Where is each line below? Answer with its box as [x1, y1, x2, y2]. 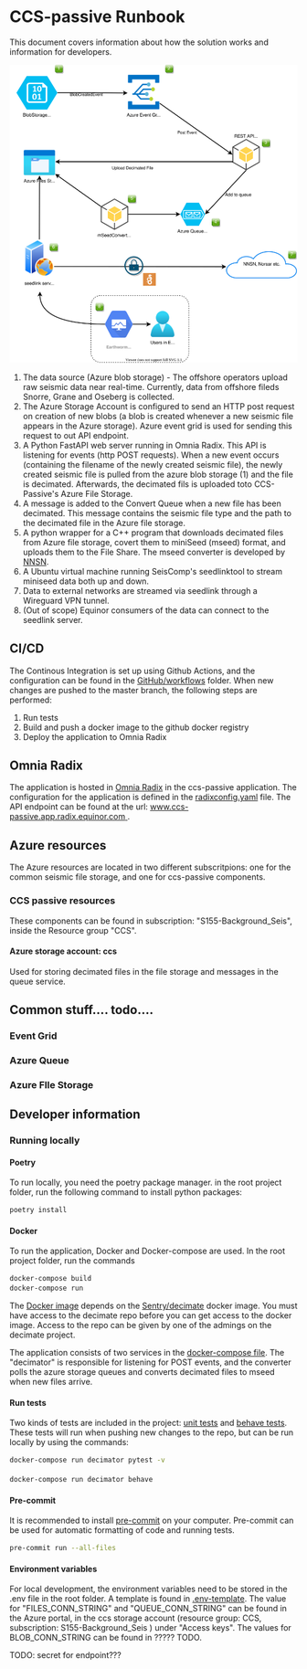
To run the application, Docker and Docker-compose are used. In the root [9, 1245, 286, 1257]
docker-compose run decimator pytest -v [9, 1455, 166, 1465]
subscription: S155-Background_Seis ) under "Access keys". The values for [9, 1622, 292, 1633]
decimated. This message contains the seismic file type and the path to [22, 507, 292, 518]
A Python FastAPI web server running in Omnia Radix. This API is [22, 439, 267, 450]
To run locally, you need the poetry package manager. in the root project [9, 1177, 282, 1188]
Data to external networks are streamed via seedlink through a [22, 585, 258, 596]
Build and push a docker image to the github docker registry [22, 722, 249, 733]
